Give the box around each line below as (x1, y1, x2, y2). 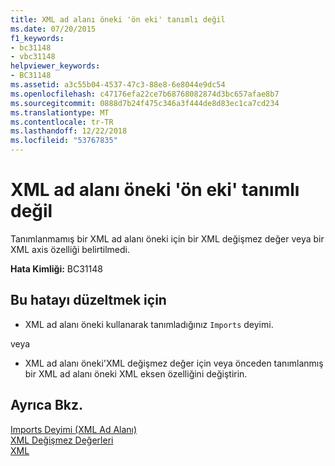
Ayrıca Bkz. (10, 397, 84, 414)
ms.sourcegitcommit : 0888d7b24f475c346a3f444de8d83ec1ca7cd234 (10, 98, 280, 108)
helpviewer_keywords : (10, 61, 101, 71)
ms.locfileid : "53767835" (10, 136, 118, 146)
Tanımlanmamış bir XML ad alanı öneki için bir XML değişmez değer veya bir (10, 232, 325, 245)
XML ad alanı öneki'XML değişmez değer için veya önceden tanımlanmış (24, 357, 324, 369)
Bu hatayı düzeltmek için (10, 292, 167, 309)
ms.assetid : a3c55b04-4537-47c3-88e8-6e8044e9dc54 (10, 80, 226, 90)
